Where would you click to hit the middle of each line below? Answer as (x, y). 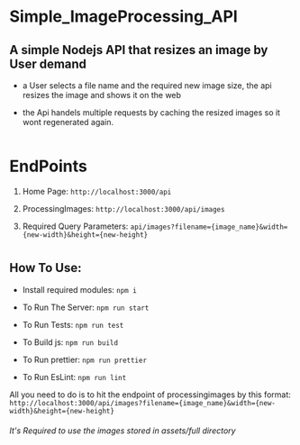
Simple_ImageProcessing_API (124, 17)
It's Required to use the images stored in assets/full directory (123, 431)
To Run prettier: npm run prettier (84, 359)
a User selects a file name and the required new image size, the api (147, 86)
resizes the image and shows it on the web (102, 95)
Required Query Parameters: (75, 226)
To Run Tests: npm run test (73, 324)
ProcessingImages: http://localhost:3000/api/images (123, 208)
